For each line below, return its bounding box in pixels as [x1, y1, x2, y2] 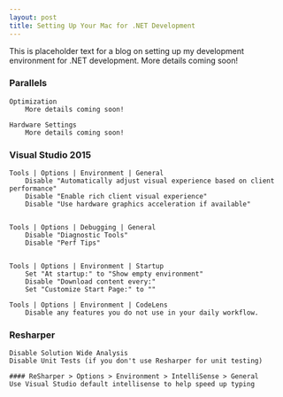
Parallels [9, 77, 48, 90]
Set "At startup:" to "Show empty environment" [25, 269, 203, 279]
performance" [9, 184, 57, 193]
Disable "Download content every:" [25, 277, 157, 286]
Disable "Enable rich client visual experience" [25, 192, 208, 201]
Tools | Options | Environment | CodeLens [9, 300, 168, 310]
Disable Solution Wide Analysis [9, 349, 128, 358]
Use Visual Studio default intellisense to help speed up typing [9, 380, 255, 389]
